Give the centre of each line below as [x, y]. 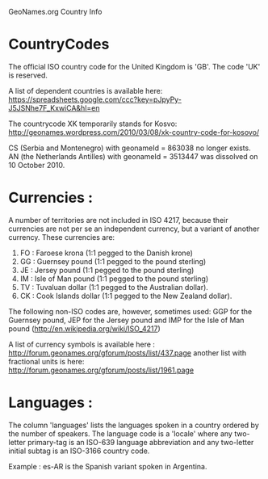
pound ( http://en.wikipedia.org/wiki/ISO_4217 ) [85, 328]
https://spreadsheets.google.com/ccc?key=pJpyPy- [95, 99]
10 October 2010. [37, 165]
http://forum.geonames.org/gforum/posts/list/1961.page [101, 370]
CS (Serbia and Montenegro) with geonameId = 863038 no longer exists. [130, 148]
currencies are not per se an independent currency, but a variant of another [134, 229]
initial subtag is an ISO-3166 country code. [79, 451]
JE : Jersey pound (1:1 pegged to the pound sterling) [107, 270]
